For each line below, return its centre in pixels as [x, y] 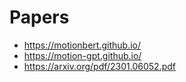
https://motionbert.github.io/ [82, 45]
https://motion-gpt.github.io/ [82, 55]
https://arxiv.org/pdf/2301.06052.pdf [99, 66]
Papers [39, 17]
